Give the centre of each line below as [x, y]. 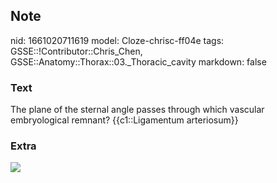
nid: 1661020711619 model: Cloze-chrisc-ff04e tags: [117, 40]
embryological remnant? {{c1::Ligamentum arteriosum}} [124, 120]
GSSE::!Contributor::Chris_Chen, [76, 51]
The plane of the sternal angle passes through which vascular [137, 110]
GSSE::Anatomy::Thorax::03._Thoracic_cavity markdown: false [138, 61]
